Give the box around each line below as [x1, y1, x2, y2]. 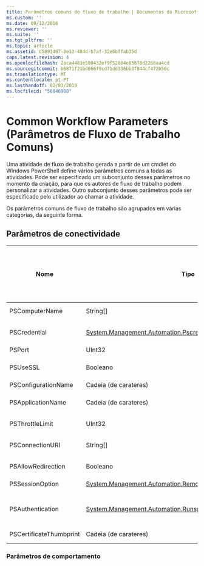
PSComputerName [9, 306, 63, 315]
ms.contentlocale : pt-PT [6, 77, 69, 83]
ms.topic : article [6, 43, 53, 49]
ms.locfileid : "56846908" [6, 88, 72, 94]
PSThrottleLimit [9, 419, 53, 428]
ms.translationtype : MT [6, 71, 67, 77]
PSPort [9, 345, 29, 354]
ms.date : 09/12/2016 [6, 20, 59, 26]
